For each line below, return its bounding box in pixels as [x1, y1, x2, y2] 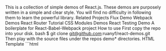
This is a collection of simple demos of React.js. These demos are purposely [5, 4, 161, 10]
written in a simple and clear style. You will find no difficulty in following [5, 9, 151, 15]
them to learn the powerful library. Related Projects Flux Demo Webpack [5, 15, 153, 20]
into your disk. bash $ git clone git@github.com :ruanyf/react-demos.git [5, 31, 150, 36]
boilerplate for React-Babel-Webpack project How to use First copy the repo [5, 25, 161, 31]
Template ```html [5, 41, 39, 47]
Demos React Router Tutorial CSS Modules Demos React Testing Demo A [5, 20, 155, 26]
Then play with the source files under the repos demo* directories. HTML [5, 36, 155, 42]
